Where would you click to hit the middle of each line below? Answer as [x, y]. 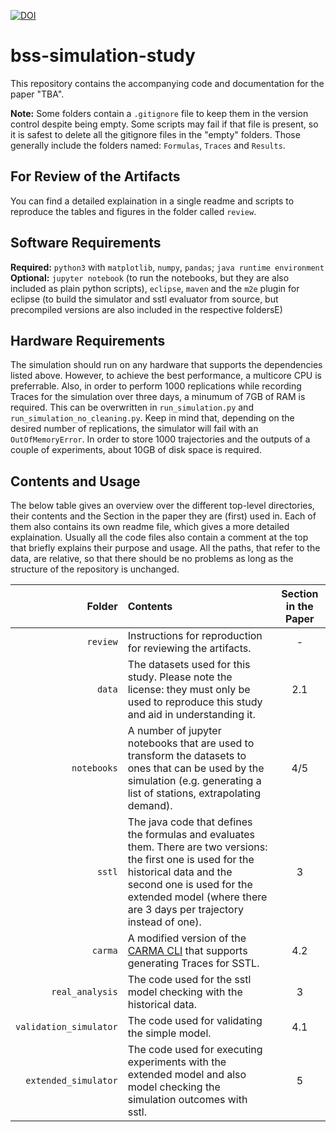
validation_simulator [66, 1027]
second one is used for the [190, 885]
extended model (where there [197, 897]
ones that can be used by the [196, 768]
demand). [150, 806]
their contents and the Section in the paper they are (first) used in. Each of [163, 516]
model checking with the [185, 992]
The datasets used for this [189, 665]
